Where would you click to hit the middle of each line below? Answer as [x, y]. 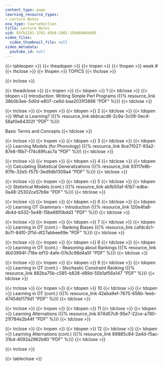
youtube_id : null [28, 51]
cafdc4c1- [144, 227]
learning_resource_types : [32, 14]
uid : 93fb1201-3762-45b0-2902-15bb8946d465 [51, 33]
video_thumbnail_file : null [39, 42]
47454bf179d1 [20, 299]
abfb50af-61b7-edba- [127, 186]
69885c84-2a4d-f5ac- [136, 334]
